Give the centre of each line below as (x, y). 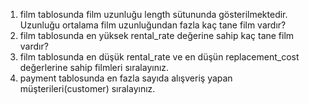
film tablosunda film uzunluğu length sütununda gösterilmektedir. (153, 14)
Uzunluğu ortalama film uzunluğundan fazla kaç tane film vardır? (153, 25)
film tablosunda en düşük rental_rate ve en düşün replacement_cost (159, 57)
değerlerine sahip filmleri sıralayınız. (94, 67)
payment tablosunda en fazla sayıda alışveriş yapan (126, 78)
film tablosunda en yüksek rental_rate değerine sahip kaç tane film (157, 35)
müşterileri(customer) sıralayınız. (87, 88)
